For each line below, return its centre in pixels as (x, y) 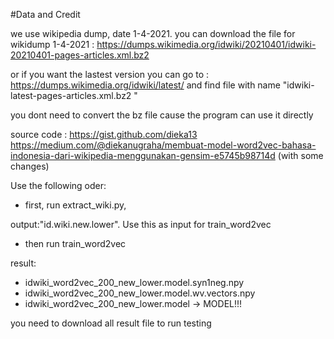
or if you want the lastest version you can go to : (110, 74)
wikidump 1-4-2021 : (52, 44)
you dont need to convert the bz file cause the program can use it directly (162, 115)
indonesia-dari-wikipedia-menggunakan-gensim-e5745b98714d (143, 155)
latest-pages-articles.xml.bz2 (71, 95)
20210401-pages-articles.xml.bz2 (80, 55)
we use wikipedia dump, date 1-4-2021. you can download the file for (153, 33)
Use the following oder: (58, 185)
